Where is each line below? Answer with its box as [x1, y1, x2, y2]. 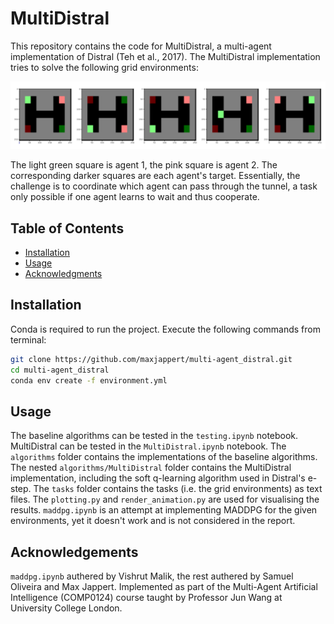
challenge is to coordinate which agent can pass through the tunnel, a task [10, 180, 318, 192]
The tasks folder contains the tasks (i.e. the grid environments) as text [33, 483, 323, 495]
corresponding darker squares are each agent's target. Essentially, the [10, 170, 301, 182]
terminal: [10, 333, 47, 346]
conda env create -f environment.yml [10, 375, 168, 386]
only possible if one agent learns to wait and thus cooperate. [10, 191, 260, 203]
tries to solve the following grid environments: [10, 61, 199, 73]
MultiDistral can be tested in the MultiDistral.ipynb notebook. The [10, 440, 287, 452]
